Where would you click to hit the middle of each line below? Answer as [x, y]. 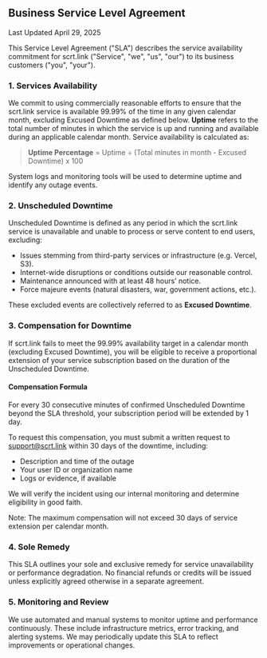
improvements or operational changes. [72, 645]
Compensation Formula [48, 387]
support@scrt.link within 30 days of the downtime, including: [108, 445]
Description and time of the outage [77, 461]
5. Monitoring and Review [59, 602]
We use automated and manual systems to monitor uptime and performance [133, 620]
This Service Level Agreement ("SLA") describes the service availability [126, 48]
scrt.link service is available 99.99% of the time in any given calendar [122, 112]
